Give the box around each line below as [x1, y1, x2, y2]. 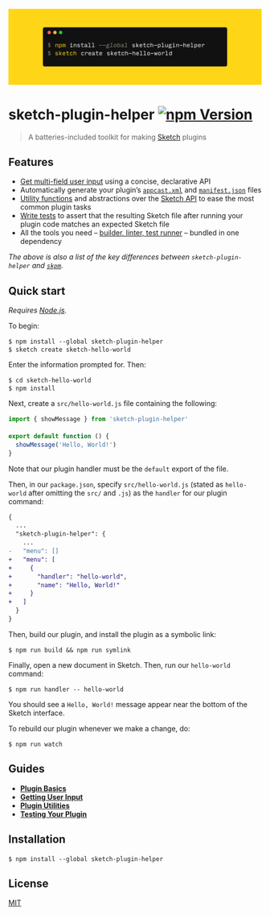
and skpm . [31, 261, 63, 271]
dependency [19, 237, 63, 246]
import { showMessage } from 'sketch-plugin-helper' [8, 416, 189, 424]
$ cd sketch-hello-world [8, 376, 92, 385]
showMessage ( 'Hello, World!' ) [15, 441, 117, 449]
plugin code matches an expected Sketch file [19, 219, 170, 230]
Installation [8, 833, 66, 847]
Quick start [8, 284, 66, 298]
